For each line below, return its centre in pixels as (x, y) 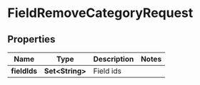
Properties (31, 39)
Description (114, 59)
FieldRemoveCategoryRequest (100, 13)
